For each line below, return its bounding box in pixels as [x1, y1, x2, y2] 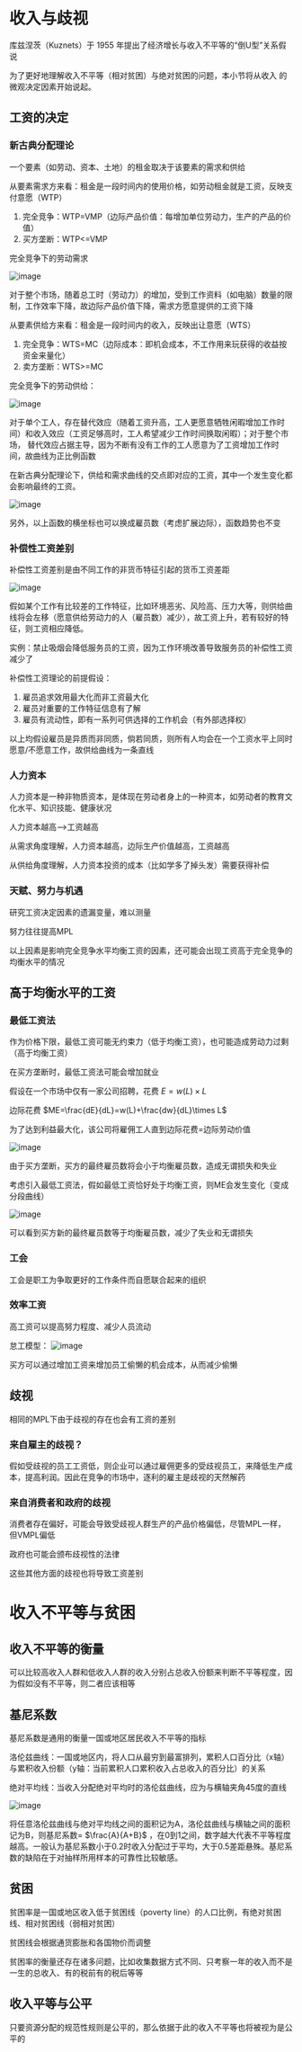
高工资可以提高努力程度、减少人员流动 [9, 1321, 151, 1332]
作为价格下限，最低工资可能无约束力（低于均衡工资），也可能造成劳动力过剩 [9, 1036, 289, 1048]
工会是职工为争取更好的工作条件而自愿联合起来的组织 [9, 1274, 207, 1285]
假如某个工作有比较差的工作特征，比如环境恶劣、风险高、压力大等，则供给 [9, 600, 285, 611]
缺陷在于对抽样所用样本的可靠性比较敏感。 [24, 1852, 182, 1863]
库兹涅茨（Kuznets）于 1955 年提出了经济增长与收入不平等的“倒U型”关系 [9, 40, 279, 50]
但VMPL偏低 [9, 1530, 56, 1540]
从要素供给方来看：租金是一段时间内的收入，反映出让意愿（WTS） [9, 319, 256, 330]
